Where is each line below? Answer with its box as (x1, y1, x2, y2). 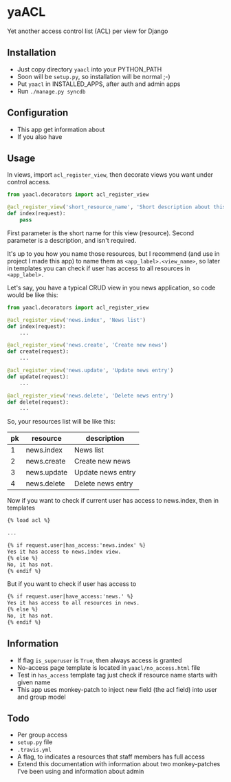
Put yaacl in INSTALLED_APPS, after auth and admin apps (16, 80, 181, 88)
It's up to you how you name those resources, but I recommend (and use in (7, 249, 220, 258)
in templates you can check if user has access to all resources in (7, 264, 190, 272)
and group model (16, 693, 67, 701)
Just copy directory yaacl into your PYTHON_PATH (16, 65, 162, 73)
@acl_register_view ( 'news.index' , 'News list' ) (7, 316, 146, 323)
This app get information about (16, 125, 105, 133)
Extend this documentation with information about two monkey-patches (16, 760, 221, 768)
